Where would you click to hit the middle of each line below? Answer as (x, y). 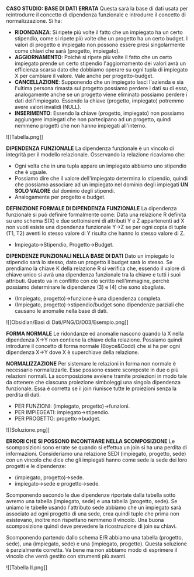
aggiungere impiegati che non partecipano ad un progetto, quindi (93, 119)
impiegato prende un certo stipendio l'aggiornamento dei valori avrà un (100, 63)
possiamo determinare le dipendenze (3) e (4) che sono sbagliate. (86, 287)
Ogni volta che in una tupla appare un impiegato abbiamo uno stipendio (101, 166)
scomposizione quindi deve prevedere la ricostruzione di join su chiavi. (91, 526)
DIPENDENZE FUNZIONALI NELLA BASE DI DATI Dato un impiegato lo (90, 256)
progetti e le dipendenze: (36, 466)
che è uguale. (31, 172)
